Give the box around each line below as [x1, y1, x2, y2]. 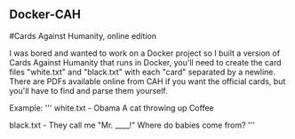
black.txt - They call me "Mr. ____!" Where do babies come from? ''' [9, 120, 256, 130]
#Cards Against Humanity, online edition [9, 30, 157, 41]
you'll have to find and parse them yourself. [9, 85, 169, 96]
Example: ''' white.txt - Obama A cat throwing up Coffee [9, 102, 215, 113]
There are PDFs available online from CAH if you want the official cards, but [9, 75, 286, 87]
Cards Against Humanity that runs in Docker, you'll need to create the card [9, 57, 282, 67]
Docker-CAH [9, 7, 82, 22]
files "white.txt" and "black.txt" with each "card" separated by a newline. [9, 66, 276, 77]
